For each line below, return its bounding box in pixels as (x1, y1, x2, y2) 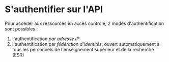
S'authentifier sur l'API (5, 4, 103, 15)
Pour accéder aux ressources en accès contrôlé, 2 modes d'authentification (5, 20, 164, 26)
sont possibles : (5, 25, 38, 32)
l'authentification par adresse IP (12, 36, 80, 42)
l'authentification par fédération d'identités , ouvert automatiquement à (12, 41, 160, 47)
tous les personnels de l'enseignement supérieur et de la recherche (12, 46, 154, 52)
